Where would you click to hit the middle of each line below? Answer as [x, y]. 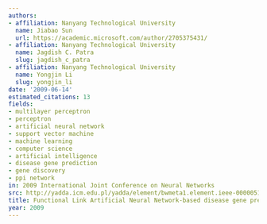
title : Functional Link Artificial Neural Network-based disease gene [128, 200]
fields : [21, 104]
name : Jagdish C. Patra [54, 52]
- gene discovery [37, 171]
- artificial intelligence [53, 156]
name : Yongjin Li [44, 75]
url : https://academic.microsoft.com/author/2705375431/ [112, 38]
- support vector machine [51, 133]
